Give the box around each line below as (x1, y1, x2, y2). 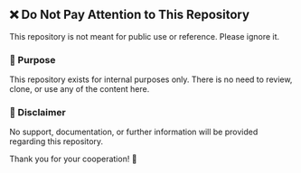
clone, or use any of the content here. (9, 84, 150, 95)
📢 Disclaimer (9, 106, 66, 119)
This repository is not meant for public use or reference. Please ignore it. (9, 31, 280, 41)
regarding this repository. (9, 136, 104, 147)
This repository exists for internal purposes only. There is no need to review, (9, 74, 293, 85)
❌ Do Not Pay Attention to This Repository (9, 7, 250, 23)
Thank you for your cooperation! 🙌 (9, 153, 137, 165)
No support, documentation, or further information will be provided (9, 126, 259, 138)
